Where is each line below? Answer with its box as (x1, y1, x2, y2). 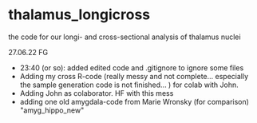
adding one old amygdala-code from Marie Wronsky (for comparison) (19, 97, 250, 106)
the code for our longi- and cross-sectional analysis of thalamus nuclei (8, 32, 241, 42)
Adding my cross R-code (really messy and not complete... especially (19, 71, 249, 81)
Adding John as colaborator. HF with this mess (19, 88, 174, 97)
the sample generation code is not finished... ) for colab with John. (19, 80, 239, 89)
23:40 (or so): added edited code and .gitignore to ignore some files (19, 62, 244, 73)
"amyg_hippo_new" (19, 105, 85, 115)
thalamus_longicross (8, 6, 150, 24)
